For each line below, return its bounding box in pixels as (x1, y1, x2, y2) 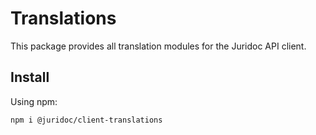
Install (10, 69, 50, 86)
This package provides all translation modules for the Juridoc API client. (10, 40, 307, 52)
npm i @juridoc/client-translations (10, 115, 163, 125)
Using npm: (10, 95, 58, 107)
